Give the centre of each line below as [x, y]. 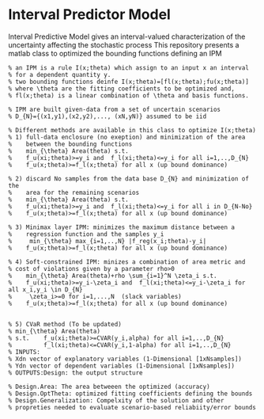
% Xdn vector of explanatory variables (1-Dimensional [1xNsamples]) [125, 359]
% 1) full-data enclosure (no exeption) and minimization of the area [127, 137]
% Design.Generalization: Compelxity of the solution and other [116, 400]
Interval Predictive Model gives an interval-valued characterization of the [127, 36]
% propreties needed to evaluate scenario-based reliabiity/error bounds [132, 407]
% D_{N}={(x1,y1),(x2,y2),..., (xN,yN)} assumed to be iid [107, 116]
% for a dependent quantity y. [60, 74]
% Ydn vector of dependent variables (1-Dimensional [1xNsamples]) [122, 366]
